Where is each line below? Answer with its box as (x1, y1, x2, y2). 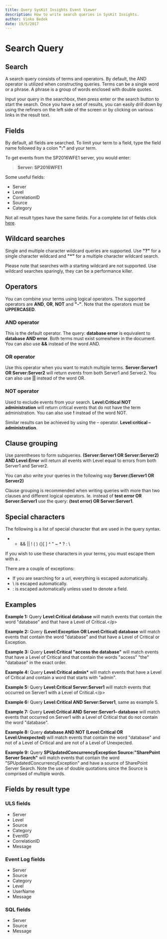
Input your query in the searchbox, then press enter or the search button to (5, 96, 160, 102)
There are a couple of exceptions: (5, 565, 75, 572)
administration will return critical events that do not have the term (5, 404, 141, 410)
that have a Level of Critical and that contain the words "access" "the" (5, 654, 150, 660)
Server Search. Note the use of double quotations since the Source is (5, 765, 148, 772)
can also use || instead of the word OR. (5, 375, 86, 381)
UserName (12, 889, 35, 894)
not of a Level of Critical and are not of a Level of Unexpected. (5, 740, 133, 746)
